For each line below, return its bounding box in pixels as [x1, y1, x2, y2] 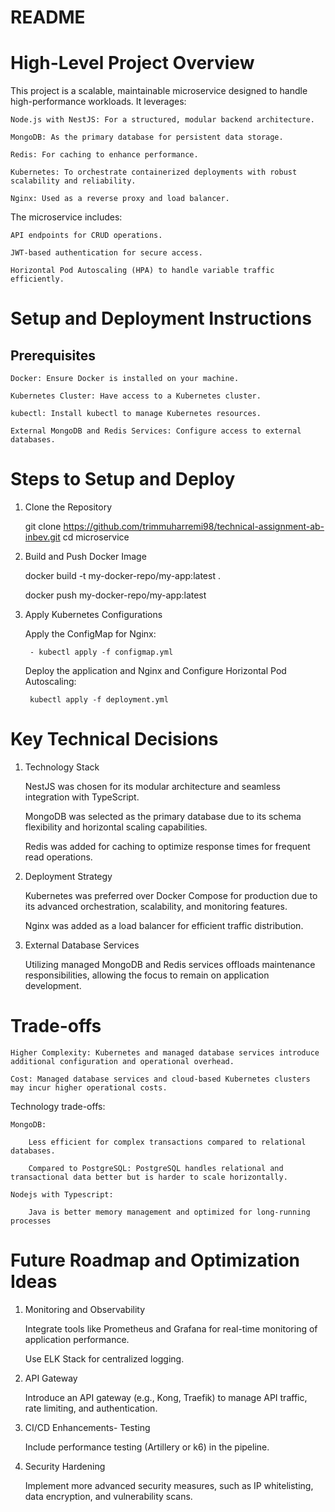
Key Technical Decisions [10, 728, 219, 751]
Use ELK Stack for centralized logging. [24, 1352, 185, 1365]
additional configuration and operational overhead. [10, 1056, 235, 1066]
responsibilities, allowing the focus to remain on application [24, 969, 270, 981]
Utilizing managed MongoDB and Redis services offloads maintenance [24, 959, 316, 970]
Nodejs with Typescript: [10, 1189, 114, 1200]
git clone [24, 521, 62, 533]
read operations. [24, 851, 93, 863]
